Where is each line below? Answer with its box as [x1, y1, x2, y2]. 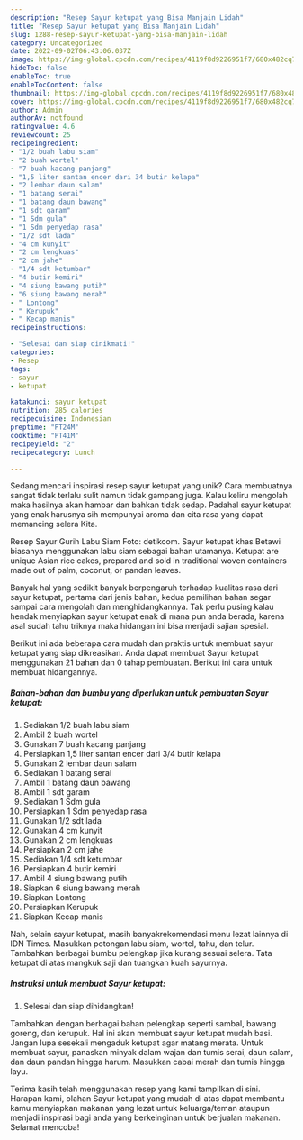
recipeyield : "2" [10, 439, 76, 449]
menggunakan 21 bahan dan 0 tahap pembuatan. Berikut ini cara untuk [10, 657, 272, 668]
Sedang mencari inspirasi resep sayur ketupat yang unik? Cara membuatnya [10, 480, 293, 491]
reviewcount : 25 [10, 131, 71, 140]
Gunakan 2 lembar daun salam [22, 758, 138, 769]
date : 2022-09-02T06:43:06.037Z [10, 47, 131, 56]
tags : [10, 364, 31, 374]
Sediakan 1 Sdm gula [22, 797, 102, 807]
